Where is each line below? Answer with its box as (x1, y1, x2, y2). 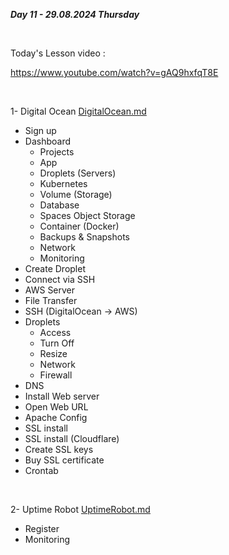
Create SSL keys (24, 444, 94, 455)
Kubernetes (39, 178, 88, 189)
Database (39, 199, 80, 211)
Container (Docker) (39, 220, 120, 232)
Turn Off (39, 337, 75, 349)
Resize (39, 348, 68, 359)
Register (24, 523, 60, 534)
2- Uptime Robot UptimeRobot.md (10, 504, 151, 515)
